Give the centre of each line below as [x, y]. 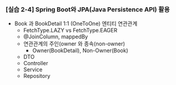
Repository [37, 76]
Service [33, 69]
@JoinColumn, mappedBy [56, 37]
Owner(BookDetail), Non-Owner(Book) [80, 51]
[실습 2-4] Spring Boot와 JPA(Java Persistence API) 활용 [88, 9]
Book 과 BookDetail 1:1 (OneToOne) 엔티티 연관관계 [76, 24]
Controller [36, 63]
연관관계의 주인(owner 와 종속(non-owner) [74, 44]
